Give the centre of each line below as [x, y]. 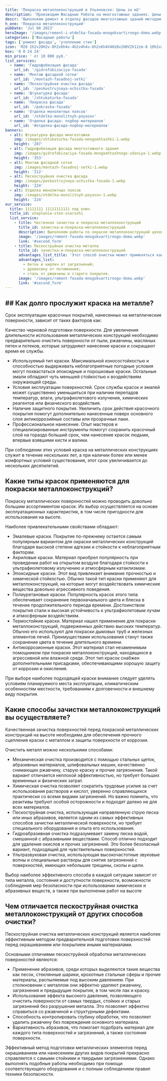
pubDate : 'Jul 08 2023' [30, 28]
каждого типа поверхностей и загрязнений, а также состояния [79, 1032]
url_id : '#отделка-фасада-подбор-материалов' [62, 125]
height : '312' [29, 172]
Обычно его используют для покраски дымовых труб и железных [83, 631]
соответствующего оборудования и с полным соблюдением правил [78, 1069]
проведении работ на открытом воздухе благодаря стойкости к [80, 563]
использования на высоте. [34, 517]
